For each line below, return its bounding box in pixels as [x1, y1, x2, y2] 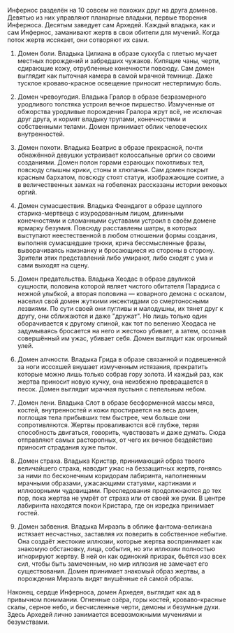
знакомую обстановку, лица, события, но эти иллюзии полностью [17, 545, 216, 552]
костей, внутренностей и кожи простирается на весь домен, [17, 406, 200, 414]
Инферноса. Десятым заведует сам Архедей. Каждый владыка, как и [7, 21, 216, 29]
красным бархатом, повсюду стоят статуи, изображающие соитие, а [17, 173, 225, 181]
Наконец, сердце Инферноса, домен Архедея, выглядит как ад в [7, 588, 201, 596]
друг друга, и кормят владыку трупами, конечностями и [17, 115, 187, 123]
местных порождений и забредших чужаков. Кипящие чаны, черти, [17, 57, 221, 65]
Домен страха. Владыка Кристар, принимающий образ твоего [17, 457, 205, 465]
